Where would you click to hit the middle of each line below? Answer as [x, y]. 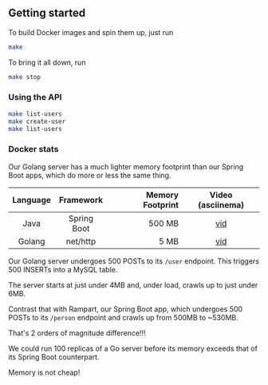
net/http [81, 241]
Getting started [47, 13]
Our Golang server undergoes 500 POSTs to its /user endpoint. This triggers [134, 261]
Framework [81, 200]
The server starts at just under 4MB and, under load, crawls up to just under [133, 285]
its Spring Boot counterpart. [54, 357]
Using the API [35, 97]
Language [32, 200]
